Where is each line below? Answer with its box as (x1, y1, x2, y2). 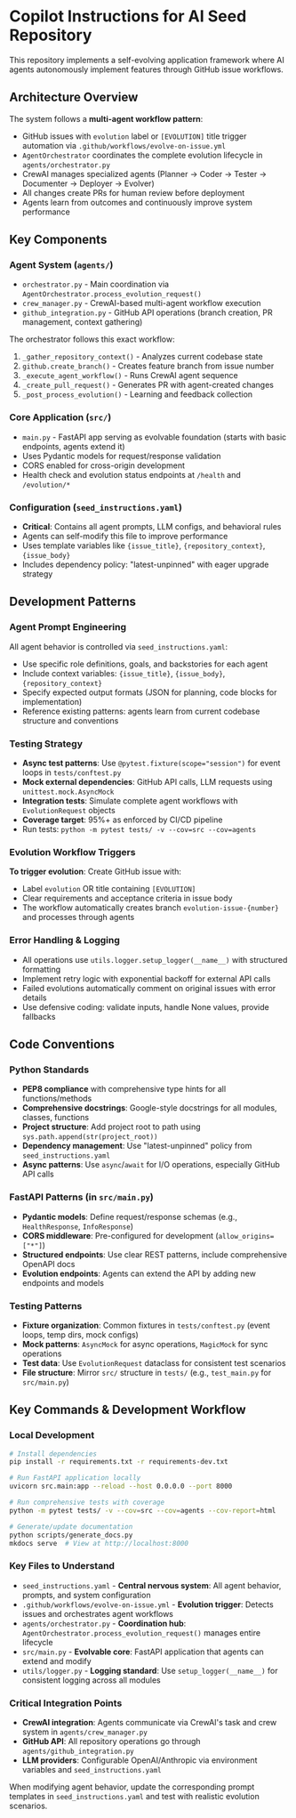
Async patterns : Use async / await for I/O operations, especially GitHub (21, 1159, 280, 1170)
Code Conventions (9, 1037, 116, 1052)
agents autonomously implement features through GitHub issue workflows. (9, 64, 284, 75)
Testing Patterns (9, 1299, 83, 1312)
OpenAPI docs (21, 1258, 76, 1269)
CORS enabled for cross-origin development (21, 460, 185, 471)
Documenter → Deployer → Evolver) (21, 178, 155, 189)
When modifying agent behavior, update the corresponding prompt (9, 1782, 255, 1792)
